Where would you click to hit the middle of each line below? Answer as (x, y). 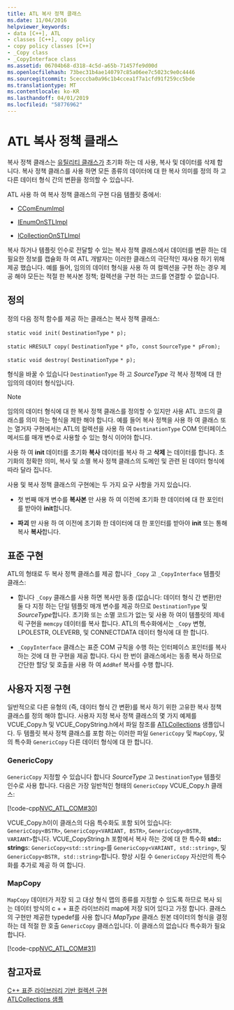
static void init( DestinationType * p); (67, 333)
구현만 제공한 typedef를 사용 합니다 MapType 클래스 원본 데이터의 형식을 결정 (121, 917)
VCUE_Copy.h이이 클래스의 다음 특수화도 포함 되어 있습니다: (89, 823)
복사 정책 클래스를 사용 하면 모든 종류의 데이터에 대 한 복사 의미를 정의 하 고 (124, 171)
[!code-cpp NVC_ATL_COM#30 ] (52, 808)
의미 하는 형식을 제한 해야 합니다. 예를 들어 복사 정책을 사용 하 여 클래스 (122, 419)
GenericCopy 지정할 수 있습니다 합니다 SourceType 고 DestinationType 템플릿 (114, 777)
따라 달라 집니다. (30, 470)
